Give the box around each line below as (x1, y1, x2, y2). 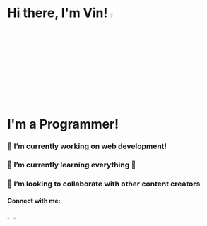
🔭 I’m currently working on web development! (7, 141, 167, 151)
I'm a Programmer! (7, 116, 119, 132)
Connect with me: (7, 196, 61, 205)
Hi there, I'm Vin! (7, 5, 108, 21)
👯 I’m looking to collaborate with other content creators (7, 179, 201, 189)
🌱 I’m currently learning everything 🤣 (7, 160, 136, 170)
